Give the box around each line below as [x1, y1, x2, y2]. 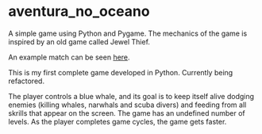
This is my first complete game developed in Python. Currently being [8, 67, 233, 77]
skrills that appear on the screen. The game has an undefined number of [8, 108, 246, 117]
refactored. [8, 76, 45, 86]
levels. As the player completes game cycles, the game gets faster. [8, 117, 227, 126]
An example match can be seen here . [8, 52, 130, 62]
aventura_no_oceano [8, 2, 150, 21]
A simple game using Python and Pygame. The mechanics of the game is [8, 29, 248, 38]
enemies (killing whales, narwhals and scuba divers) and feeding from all [8, 100, 247, 109]
